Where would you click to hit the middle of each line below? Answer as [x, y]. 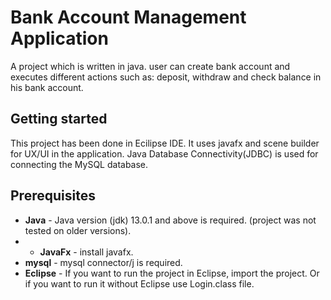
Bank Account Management [128, 17]
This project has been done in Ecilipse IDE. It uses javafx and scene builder [165, 143]
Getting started [59, 119]
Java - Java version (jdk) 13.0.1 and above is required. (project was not [170, 220]
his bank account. [47, 87]
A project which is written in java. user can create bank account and [150, 66]
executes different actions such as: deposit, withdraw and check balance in [166, 77]
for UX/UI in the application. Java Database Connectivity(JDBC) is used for [164, 153]
